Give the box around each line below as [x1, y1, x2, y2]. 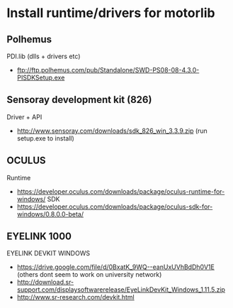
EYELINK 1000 [6, 231, 72, 243]
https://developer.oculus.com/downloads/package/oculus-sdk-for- [16, 202, 213, 211]
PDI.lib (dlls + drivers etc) [6, 52, 81, 60]
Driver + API [6, 112, 42, 121]
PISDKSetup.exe [16, 73, 65, 82]
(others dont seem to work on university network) [16, 270, 162, 279]
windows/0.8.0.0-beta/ [16, 209, 84, 218]
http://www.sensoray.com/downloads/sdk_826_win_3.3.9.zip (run [16, 126, 208, 135]
